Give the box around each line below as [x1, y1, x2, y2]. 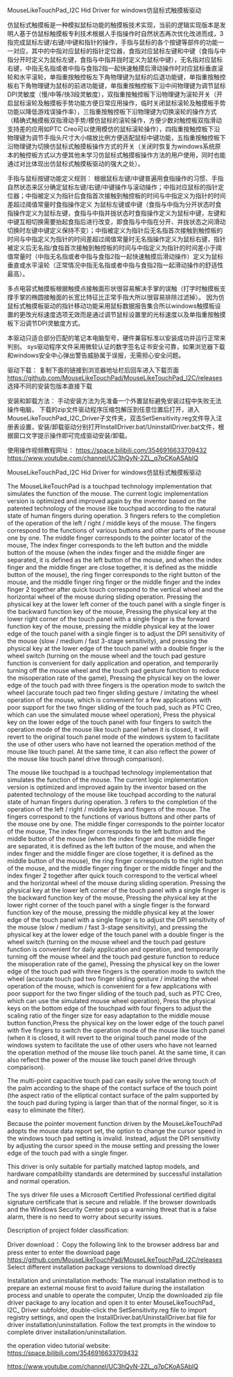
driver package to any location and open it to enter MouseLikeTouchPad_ [7, 1299, 216, 1306]
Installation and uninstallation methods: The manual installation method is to [7, 1276, 224, 1285]
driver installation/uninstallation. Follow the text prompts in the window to [7, 1321, 216, 1328]
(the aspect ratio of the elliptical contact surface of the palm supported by [7, 1091, 219, 1100]
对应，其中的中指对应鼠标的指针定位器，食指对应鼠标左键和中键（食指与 [12, 47, 220, 55]
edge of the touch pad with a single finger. [7, 1149, 128, 1157]
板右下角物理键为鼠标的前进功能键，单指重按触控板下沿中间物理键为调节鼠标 [7, 82, 226, 89]
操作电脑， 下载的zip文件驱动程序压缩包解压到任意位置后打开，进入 [7, 405, 200, 413]
